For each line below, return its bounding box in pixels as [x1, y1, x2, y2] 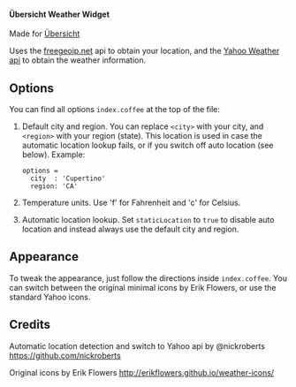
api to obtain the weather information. [9, 55, 147, 65]
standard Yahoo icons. [9, 292, 91, 302]
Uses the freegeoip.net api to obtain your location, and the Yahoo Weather [9, 46, 280, 57]
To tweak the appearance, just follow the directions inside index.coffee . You [9, 272, 287, 284]
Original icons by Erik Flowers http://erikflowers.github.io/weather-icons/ [9, 367, 275, 377]
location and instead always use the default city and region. [21, 224, 239, 235]
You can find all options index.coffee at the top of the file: [9, 104, 221, 115]
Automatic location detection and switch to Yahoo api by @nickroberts [9, 340, 265, 351]
